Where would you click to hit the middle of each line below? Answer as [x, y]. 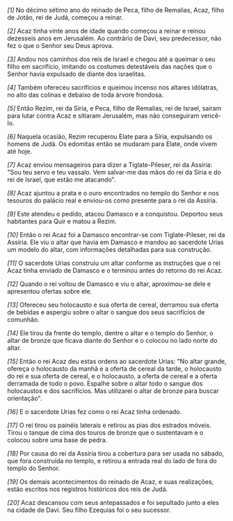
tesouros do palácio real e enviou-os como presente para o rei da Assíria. [112, 200]
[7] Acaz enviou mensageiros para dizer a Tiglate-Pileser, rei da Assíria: [110, 165]
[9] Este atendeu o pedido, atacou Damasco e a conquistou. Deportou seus [115, 214]
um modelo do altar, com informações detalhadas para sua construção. [110, 249]
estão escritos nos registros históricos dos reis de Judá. [88, 489]
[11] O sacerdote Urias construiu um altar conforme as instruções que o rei [114, 263]
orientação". [25, 398]
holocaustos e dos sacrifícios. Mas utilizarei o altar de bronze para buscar [113, 391]
